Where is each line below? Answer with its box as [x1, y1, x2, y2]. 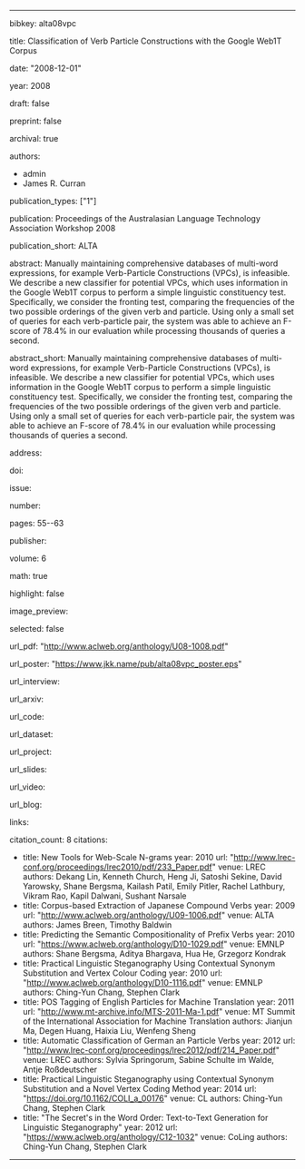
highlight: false [9, 588, 65, 599]
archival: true [9, 133, 59, 143]
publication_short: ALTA [9, 241, 98, 250]
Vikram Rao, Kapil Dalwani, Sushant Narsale [22, 890, 187, 901]
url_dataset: [9, 729, 54, 740]
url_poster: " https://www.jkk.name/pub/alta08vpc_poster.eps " [9, 659, 242, 669]
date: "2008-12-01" [9, 63, 82, 74]
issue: [9, 483, 32, 493]
